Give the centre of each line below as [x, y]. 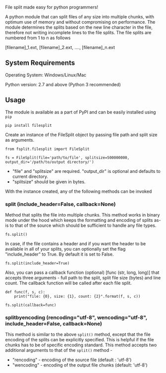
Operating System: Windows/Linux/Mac [46, 75]
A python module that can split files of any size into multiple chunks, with [80, 17]
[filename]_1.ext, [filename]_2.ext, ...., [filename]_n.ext [60, 47]
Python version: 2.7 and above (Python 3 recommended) [63, 84]
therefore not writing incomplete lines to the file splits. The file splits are [78, 32]
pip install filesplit [28, 125]
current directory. [30, 176]
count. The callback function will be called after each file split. [69, 283]
